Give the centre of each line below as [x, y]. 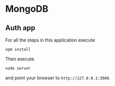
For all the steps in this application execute [50, 40]
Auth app [20, 28]
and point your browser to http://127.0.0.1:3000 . [58, 78]
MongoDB [27, 9]
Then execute [20, 59]
